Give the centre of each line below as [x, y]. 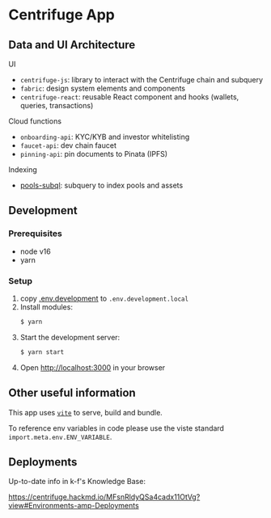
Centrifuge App [61, 15]
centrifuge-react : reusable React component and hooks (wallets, [129, 97]
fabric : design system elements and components [103, 88]
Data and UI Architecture [72, 45]
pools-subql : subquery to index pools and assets [102, 185]
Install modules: [46, 307]
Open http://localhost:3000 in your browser [93, 367]
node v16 [35, 251]
